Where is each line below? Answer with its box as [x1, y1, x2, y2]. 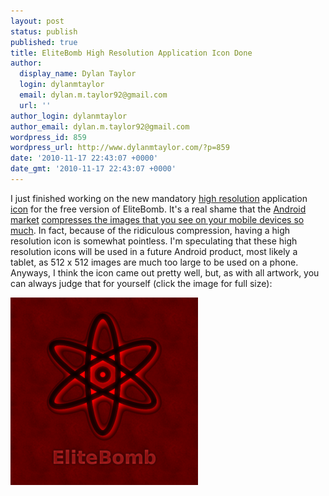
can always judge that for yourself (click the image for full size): [10, 277, 273, 289]
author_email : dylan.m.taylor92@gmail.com [10, 121, 190, 132]
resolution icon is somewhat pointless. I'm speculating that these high [10, 235, 298, 247]
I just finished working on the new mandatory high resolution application [10, 192, 308, 204]
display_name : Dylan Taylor [19, 69, 137, 79]
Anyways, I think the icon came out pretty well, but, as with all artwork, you [10, 266, 320, 279]
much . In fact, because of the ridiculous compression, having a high [10, 224, 291, 236]
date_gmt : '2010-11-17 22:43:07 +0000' [10, 164, 177, 174]
